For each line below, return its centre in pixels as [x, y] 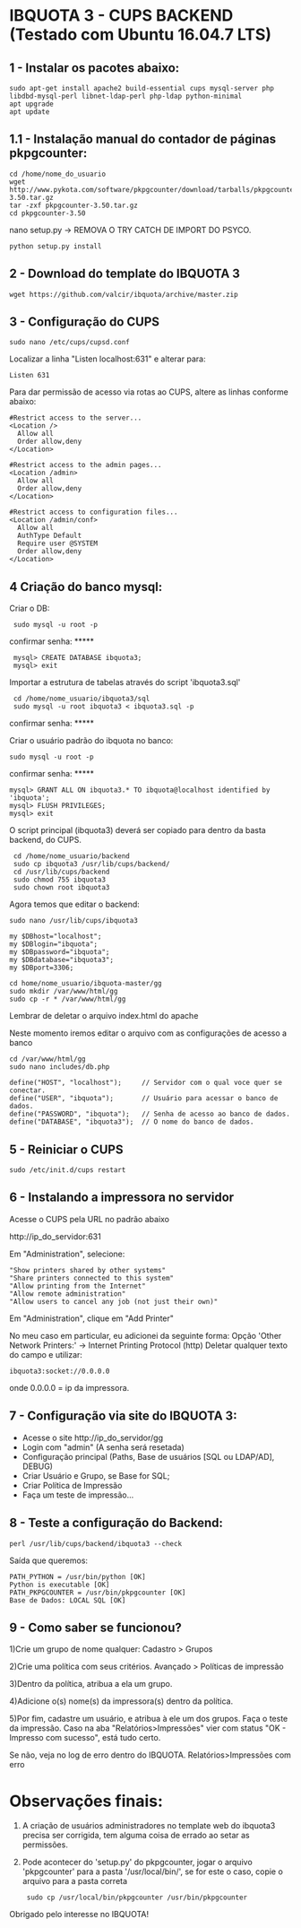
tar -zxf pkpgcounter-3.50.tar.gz [74, 205]
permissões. [45, 1845]
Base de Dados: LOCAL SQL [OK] [68, 1600]
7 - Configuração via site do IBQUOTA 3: [123, 1416]
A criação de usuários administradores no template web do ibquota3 [149, 1826]
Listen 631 [30, 376]
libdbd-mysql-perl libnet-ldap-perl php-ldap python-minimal [126, 96]
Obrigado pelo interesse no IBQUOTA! [79, 1915]
